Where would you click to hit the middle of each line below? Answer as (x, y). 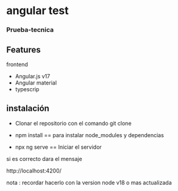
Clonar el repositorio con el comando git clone (73, 123)
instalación (28, 109)
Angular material (36, 83)
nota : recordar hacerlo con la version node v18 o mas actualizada (89, 182)
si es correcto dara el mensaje (44, 159)
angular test (37, 11)
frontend (17, 64)
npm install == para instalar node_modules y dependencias (90, 135)
